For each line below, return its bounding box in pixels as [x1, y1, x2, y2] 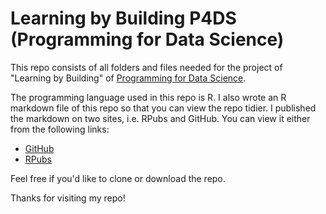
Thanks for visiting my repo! [10, 192, 126, 204]
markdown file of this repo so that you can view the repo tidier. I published [10, 102, 317, 114]
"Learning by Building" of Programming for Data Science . [10, 72, 247, 84]
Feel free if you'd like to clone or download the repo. [10, 172, 226, 184]
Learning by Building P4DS [10, 7, 237, 30]
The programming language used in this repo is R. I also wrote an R [10, 91, 287, 103]
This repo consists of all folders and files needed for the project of [10, 61, 283, 73]
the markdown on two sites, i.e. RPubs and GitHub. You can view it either [10, 112, 311, 124]
